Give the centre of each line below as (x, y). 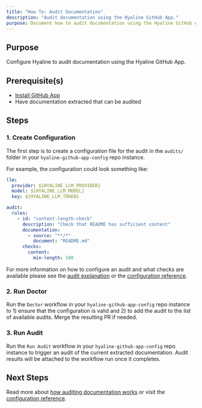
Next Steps (27, 378)
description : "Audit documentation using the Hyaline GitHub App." (93, 17)
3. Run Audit (25, 333)
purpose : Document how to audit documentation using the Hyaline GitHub (99, 23)
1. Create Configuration (41, 138)
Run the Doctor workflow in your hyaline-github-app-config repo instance (98, 304)
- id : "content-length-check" (55, 218)
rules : (20, 213)
